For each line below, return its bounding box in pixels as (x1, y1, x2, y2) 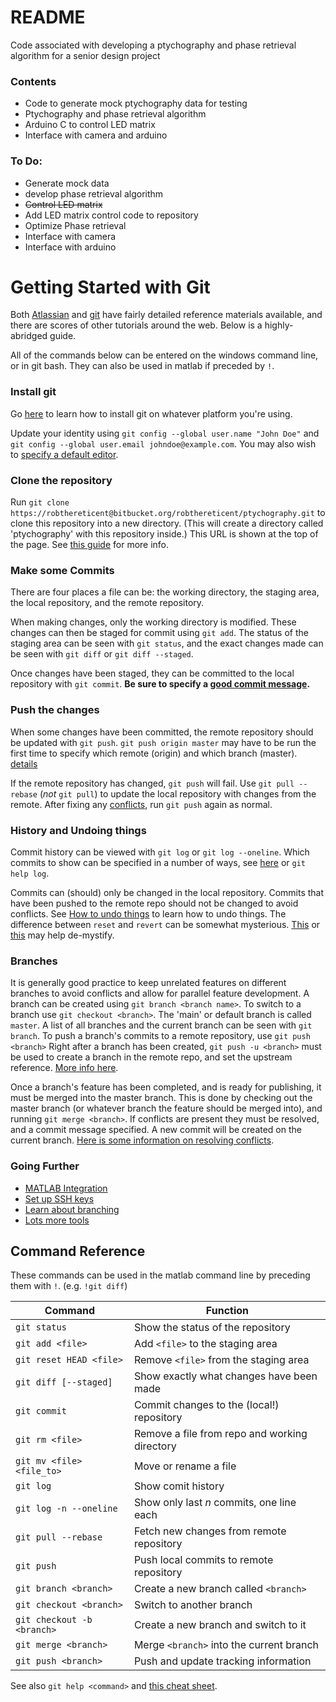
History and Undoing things (10, 823, 147, 837)
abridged (10, 330, 48, 342)
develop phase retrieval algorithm (24, 187, 164, 200)
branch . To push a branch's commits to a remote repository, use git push (10, 1030, 311, 1042)
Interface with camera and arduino (24, 129, 168, 141)
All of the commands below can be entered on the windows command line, (10, 349, 319, 361)
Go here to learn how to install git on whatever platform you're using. (10, 407, 293, 420)
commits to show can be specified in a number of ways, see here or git (10, 856, 307, 868)
